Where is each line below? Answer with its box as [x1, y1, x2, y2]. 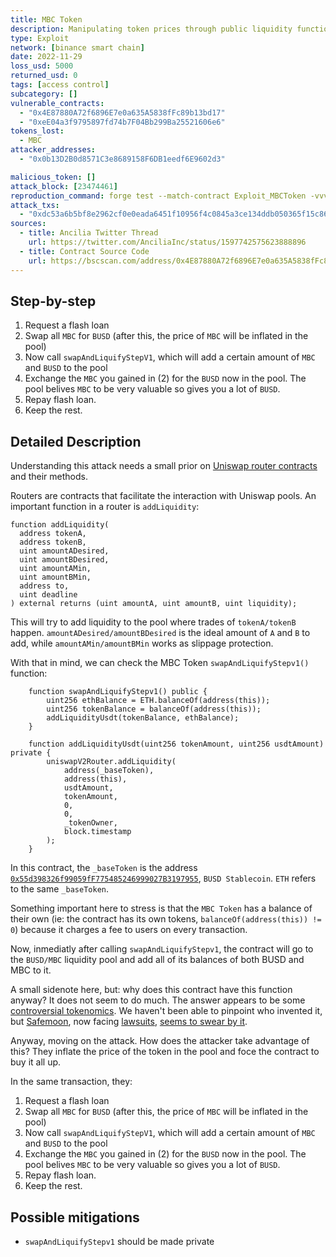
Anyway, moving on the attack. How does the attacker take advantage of [10, 1035, 310, 1047]
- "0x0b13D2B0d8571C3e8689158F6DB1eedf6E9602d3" [19, 154, 226, 164]
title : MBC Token [10, 14, 83, 25]
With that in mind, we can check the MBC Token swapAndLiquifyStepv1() [10, 657, 310, 669]
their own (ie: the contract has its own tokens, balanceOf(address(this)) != [10, 913, 322, 925]
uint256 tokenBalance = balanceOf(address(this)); [46, 704, 262, 715]
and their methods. [10, 471, 88, 483]
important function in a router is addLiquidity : [10, 501, 200, 513]
